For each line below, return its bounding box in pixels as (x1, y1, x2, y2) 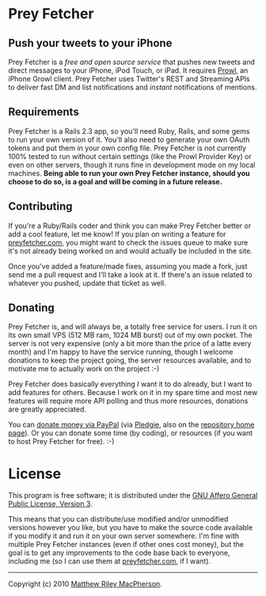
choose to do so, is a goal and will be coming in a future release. (8, 177, 223, 186)
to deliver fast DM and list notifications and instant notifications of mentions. (8, 82, 257, 92)
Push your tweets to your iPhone (8, 36, 173, 50)
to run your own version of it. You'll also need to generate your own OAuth (8, 135, 250, 144)
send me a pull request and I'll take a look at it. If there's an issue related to (8, 270, 253, 279)
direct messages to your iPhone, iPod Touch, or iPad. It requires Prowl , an (8, 66, 249, 75)
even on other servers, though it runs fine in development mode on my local (8, 160, 256, 169)
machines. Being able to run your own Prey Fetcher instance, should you (8, 168, 250, 178)
